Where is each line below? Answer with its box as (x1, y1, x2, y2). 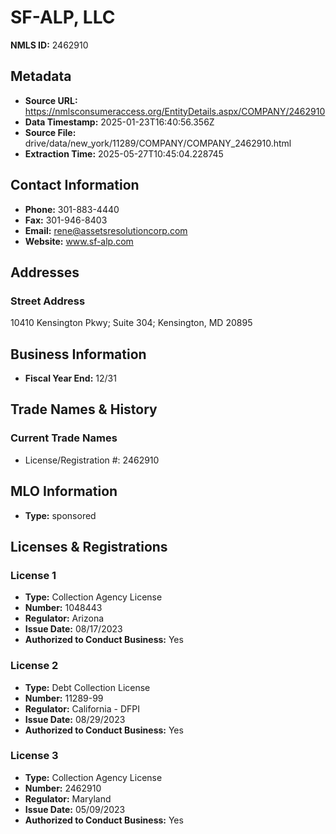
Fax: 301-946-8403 (24, 214, 108, 226)
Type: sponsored (24, 509, 97, 521)
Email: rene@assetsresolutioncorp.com (24, 224, 188, 236)
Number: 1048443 (24, 602, 103, 614)
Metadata (10, 68, 72, 85)
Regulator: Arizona (24, 612, 105, 625)
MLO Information (10, 483, 118, 500)
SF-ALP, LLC (10, 6, 116, 29)
